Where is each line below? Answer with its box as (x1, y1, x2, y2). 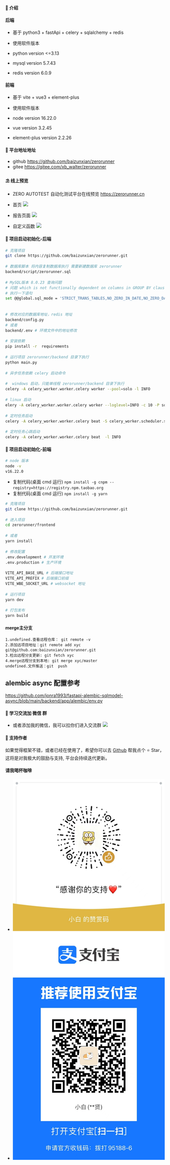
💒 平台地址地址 (5, 147, 36, 153)
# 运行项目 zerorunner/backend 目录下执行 (5, 354, 90, 360)
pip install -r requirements (5, 344, 69, 349)
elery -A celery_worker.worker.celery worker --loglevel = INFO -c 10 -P (5, 402, 159, 408)
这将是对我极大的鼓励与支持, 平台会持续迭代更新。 (5, 755, 110, 761)
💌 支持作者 (5, 735, 27, 741)
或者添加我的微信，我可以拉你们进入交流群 (12, 722, 102, 728)
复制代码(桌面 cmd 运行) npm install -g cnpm (12, 478, 108, 485)
